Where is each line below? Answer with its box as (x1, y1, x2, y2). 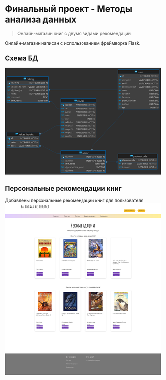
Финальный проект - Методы (5, 3, 133, 15)
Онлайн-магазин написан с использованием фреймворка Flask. (5, 40, 141, 46)
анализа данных (5, 14, 77, 25)
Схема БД (5, 54, 38, 63)
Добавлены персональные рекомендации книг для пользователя (5, 197, 144, 204)
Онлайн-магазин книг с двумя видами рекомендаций (17, 30, 131, 36)
